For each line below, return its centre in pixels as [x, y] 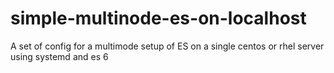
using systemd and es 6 [59, 56]
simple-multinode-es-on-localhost [158, 18]
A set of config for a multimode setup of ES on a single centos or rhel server [167, 46]
